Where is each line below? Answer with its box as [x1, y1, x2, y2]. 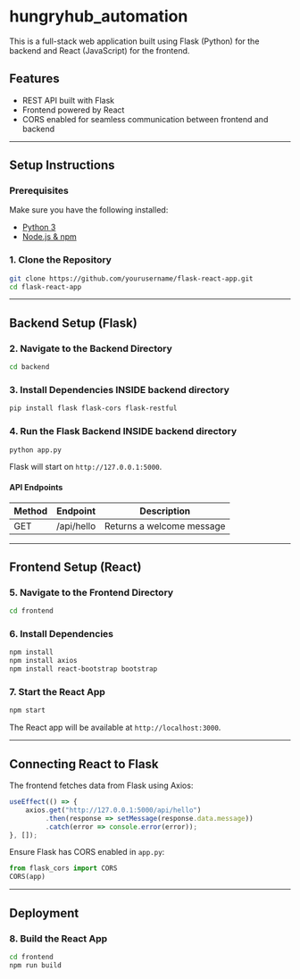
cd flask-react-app [9, 282, 82, 291]
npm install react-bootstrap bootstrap [9, 665, 158, 674]
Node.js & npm [21, 231, 78, 242]
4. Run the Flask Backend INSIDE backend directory [9, 425, 237, 438]
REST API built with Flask [21, 95, 114, 105]
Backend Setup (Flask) [9, 315, 138, 331]
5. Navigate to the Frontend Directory [9, 586, 174, 598]
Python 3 [21, 222, 56, 233]
